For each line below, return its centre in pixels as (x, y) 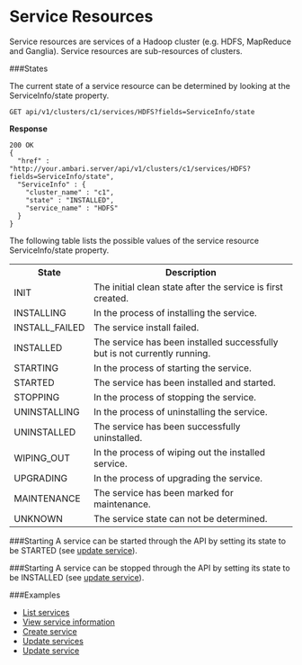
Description (191, 272)
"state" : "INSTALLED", (70, 200)
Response (28, 129)
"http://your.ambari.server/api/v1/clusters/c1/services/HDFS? (130, 168)
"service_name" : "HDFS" (72, 208)
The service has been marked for (164, 492)
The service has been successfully (167, 427)
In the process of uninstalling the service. (181, 411)
